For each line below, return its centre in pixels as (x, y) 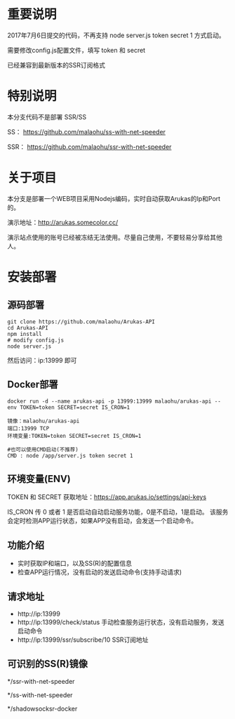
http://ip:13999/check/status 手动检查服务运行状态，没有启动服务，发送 (121, 622)
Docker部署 (33, 385)
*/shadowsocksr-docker (42, 708)
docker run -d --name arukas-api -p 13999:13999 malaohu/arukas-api (109, 401)
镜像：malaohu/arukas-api (43, 421)
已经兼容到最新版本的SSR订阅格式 (56, 65)
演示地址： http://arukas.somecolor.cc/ (63, 222)
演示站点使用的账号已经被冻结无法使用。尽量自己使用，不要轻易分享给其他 (115, 237)
